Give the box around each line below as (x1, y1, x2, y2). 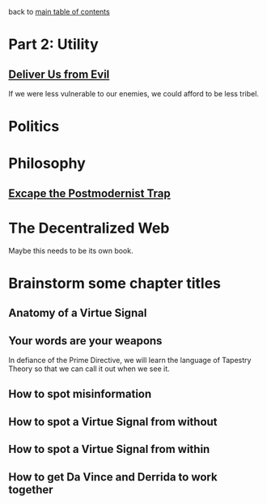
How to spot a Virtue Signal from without (8, 415, 218, 429)
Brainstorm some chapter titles (8, 274, 221, 293)
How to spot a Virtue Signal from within (8, 442, 210, 456)
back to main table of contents (8, 7, 111, 16)
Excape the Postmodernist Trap (8, 186, 172, 200)
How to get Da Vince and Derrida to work (8, 470, 218, 484)
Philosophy (8, 154, 87, 173)
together (8, 482, 54, 497)
